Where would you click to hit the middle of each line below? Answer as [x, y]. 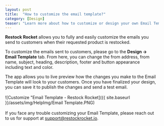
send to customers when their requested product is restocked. [68, 42]
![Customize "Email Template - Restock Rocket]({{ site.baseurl [68, 98]
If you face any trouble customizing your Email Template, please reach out [80, 113]
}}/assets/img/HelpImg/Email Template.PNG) [50, 103]
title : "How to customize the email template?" [55, 14]
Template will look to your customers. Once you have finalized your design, [81, 82]
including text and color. [29, 67]
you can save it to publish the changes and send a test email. [66, 87]
